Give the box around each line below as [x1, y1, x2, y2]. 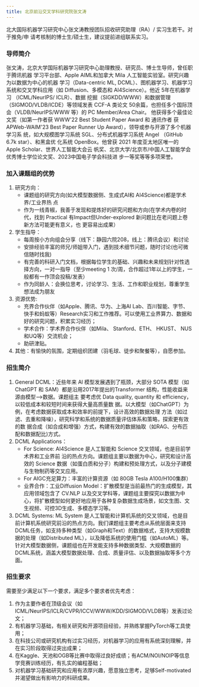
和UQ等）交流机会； [23, 333, 73, 340]
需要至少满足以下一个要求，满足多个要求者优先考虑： [6, 587, 136, 594]
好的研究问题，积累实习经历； [23, 318, 97, 325]
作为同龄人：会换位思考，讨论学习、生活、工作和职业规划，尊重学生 [23, 280, 190, 288]
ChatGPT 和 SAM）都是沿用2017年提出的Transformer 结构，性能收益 [14, 385, 183, 392]
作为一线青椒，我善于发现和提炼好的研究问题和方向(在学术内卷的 [23, 206, 182, 214]
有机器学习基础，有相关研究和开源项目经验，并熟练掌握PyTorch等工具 [14, 622, 185, 629]
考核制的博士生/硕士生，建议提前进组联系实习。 [35, 33, 152, 40]
